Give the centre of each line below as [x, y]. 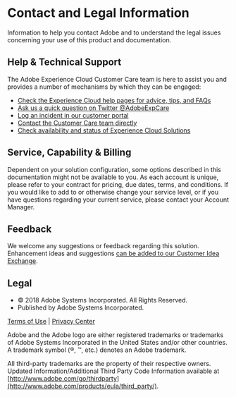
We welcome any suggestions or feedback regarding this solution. [103, 246]
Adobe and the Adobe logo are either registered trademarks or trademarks [116, 335]
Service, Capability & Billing [69, 153]
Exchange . [23, 261]
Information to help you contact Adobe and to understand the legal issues [114, 32]
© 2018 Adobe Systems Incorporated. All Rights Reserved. [103, 300]
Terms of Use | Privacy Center [51, 322]
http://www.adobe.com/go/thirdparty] [64, 379]
